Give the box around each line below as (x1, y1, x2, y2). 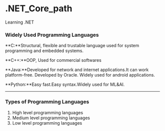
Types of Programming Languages (5, 99, 89, 105)
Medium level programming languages (12, 115, 90, 121)
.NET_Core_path (5, 3, 73, 14)
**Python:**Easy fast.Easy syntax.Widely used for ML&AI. (5, 81, 125, 87)
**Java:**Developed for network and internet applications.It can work (5, 67, 149, 73)
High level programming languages (12, 109, 83, 115)
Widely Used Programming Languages (5, 31, 99, 38)
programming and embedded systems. (5, 48, 83, 54)
